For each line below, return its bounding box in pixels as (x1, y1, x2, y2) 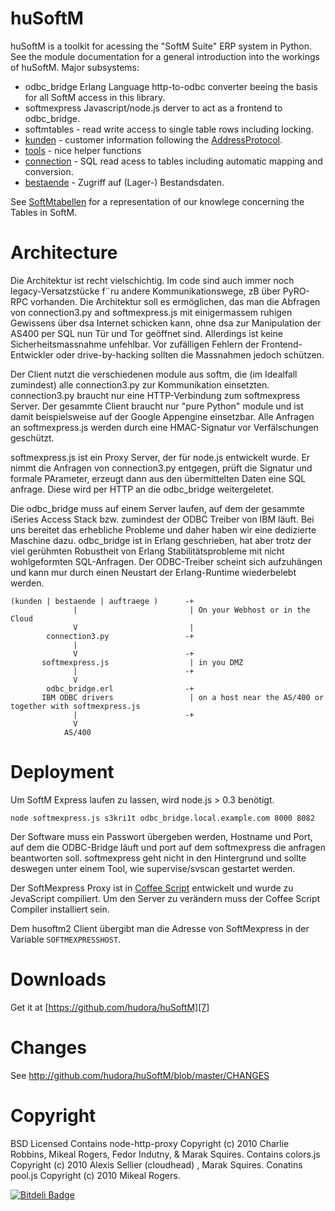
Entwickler (10, 348, 54, 361)
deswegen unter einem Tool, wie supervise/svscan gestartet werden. (10, 862, 296, 874)
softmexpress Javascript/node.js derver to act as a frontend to (24, 102, 283, 114)
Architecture (10, 242, 118, 264)
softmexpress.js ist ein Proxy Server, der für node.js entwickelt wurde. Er (10, 451, 311, 463)
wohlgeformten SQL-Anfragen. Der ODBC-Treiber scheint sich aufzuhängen (10, 555, 323, 567)
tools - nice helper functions (24, 144, 142, 156)
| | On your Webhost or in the (73, 605, 311, 615)
